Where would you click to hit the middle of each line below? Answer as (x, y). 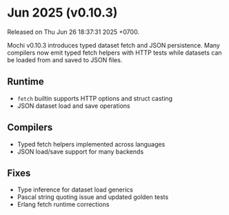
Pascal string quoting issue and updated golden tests (93, 197)
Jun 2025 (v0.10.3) (62, 13)
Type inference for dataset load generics (75, 190)
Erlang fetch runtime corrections (63, 205)
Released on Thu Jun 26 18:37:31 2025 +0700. (73, 32)
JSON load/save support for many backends (80, 151)
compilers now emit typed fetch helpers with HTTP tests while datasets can (114, 53)
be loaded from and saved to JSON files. (65, 59)
